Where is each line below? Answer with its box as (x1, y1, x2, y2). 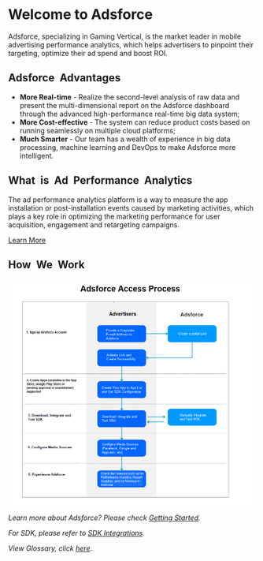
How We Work (8, 258, 85, 271)
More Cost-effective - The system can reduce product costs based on (19, 117, 250, 127)
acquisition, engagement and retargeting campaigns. (8, 219, 180, 230)
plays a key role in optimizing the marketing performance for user (8, 211, 220, 221)
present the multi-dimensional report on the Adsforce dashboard (19, 100, 230, 110)
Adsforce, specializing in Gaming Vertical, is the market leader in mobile (8, 32, 242, 41)
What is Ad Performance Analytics (8, 174, 193, 187)
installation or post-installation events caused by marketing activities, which (8, 203, 254, 212)
